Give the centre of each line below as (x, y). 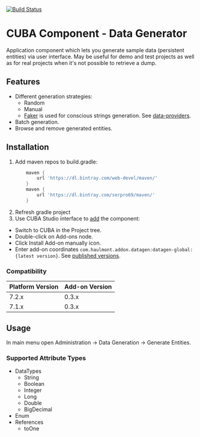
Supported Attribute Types (46, 358)
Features (23, 82)
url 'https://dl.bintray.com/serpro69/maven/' (96, 195)
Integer (33, 390)
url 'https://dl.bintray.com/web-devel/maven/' (97, 178)
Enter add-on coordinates (47, 249)
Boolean (34, 384)
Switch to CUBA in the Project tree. (58, 230)
